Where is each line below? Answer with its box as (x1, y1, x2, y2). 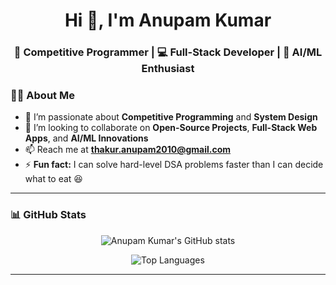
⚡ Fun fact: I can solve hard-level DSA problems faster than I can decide (24, 159, 324, 171)
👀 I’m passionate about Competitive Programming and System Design (24, 111, 318, 123)
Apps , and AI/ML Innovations (24, 132, 149, 144)
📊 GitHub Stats (10, 208, 87, 222)
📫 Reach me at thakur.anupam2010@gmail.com (24, 144, 232, 156)
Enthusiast (141, 62, 195, 76)
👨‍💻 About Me (10, 89, 75, 103)
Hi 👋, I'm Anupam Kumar (64, 9, 272, 32)
